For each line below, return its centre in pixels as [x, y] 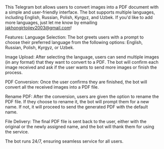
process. [14, 72]
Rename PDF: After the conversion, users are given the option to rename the [82, 96]
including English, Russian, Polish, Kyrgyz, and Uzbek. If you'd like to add [79, 17]
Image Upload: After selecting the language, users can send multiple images [82, 57]
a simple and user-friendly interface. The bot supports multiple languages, [80, 12]
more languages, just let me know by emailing [51, 22]
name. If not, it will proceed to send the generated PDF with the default [77, 107]
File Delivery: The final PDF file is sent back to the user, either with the [76, 121]
